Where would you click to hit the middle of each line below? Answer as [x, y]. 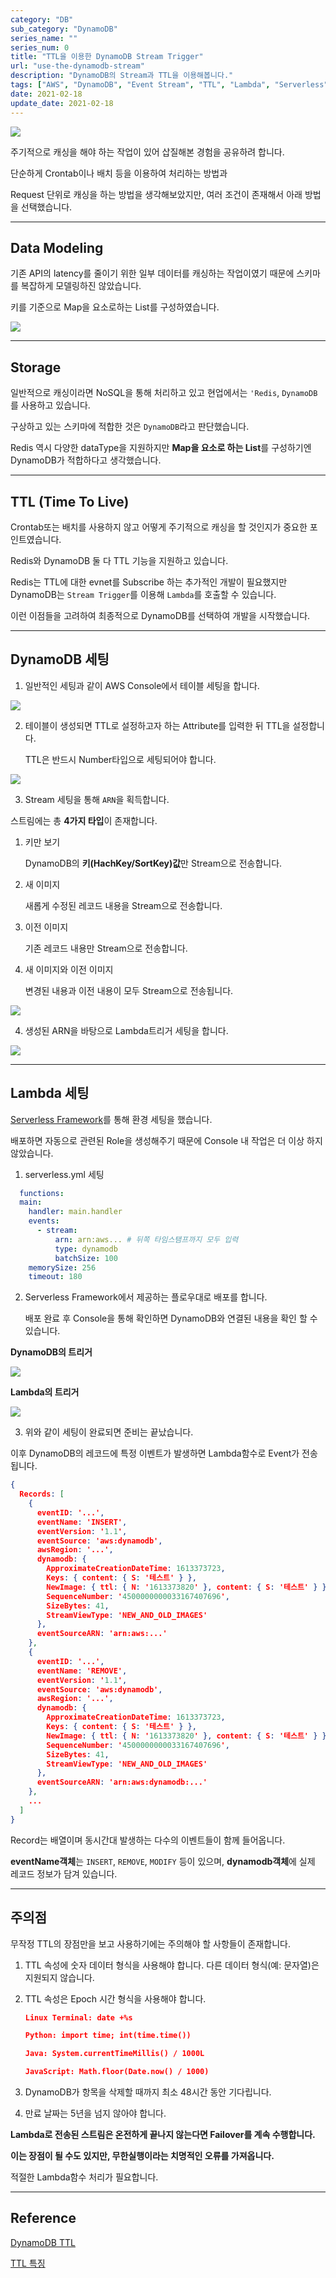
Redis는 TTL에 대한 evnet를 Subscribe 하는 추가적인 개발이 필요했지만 [149, 582]
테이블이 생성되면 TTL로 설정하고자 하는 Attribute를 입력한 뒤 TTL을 [157, 725]
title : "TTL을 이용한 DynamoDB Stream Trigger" [107, 57]
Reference [43, 2218]
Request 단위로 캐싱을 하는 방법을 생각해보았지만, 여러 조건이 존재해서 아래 [156, 194]
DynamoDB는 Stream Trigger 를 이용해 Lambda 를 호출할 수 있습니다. [143, 594]
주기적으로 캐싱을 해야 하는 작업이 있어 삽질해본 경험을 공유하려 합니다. [147, 152]
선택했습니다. [46, 207]
